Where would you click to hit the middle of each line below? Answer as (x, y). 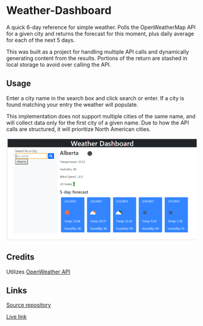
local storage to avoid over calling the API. (59, 65)
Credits (21, 257)
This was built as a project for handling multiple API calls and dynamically (98, 51)
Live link (17, 317)
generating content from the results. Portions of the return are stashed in (97, 58)
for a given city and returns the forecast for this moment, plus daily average (100, 33)
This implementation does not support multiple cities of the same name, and (101, 116)
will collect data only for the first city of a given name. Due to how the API (98, 123)
